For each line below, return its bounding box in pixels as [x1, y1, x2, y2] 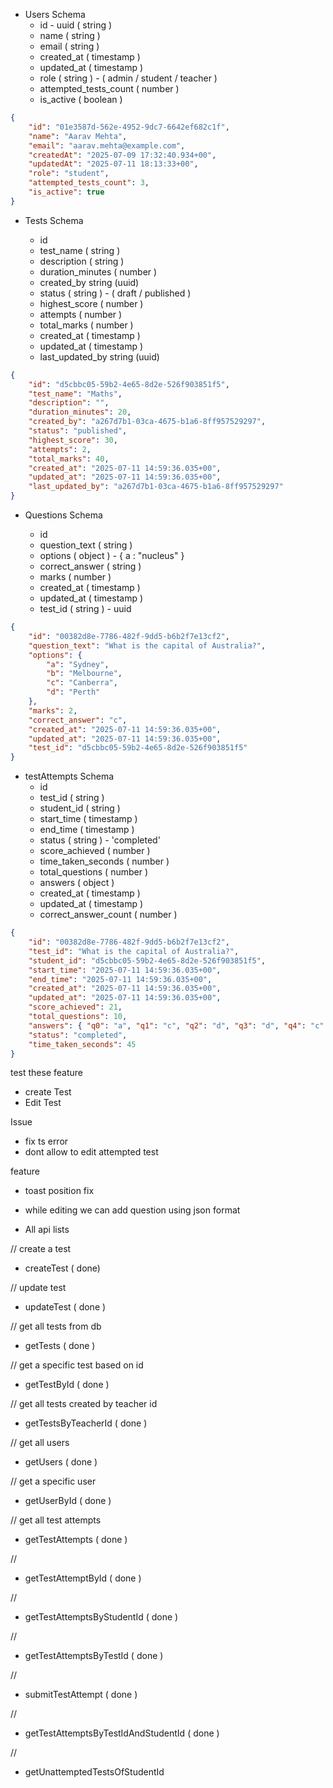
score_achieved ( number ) [39, 845, 151, 857]
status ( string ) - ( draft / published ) [39, 287, 192, 299]
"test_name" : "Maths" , [28, 389, 123, 399]
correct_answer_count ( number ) [39, 909, 178, 921]
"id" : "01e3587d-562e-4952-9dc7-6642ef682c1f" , [28, 122, 230, 132]
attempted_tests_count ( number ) [39, 83, 180, 94]
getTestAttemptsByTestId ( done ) [24, 1650, 164, 1662]
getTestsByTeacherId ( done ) [24, 1417, 148, 1429]
